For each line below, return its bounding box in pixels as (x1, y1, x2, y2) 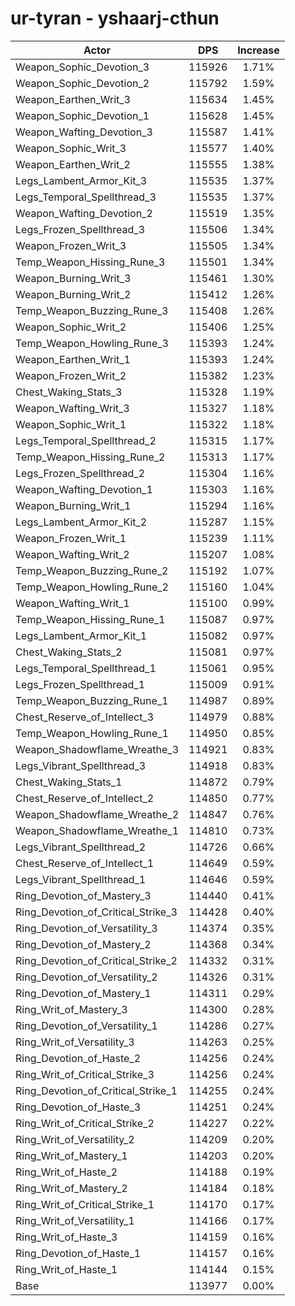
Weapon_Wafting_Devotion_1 (15, 482, 153, 496)
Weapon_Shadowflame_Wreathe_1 (15, 823, 180, 837)
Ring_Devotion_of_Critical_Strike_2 (15, 953, 178, 967)
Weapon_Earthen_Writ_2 (15, 157, 131, 171)
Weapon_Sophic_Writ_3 (15, 141, 127, 155)
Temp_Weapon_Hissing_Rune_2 (15, 450, 166, 464)
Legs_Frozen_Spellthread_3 (15, 222, 146, 236)
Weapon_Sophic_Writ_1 (15, 417, 127, 431)
